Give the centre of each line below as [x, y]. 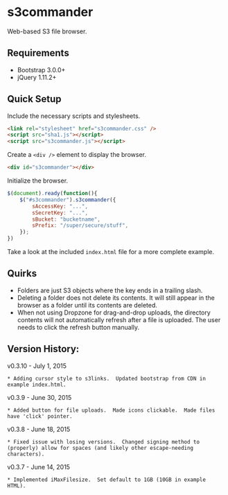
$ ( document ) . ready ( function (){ [52, 194]
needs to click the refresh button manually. [78, 327]
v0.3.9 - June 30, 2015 [40, 397]
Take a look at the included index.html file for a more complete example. [111, 252]
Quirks [22, 274]
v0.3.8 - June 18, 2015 [39, 429]
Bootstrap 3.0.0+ [41, 69]
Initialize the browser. [37, 181]
